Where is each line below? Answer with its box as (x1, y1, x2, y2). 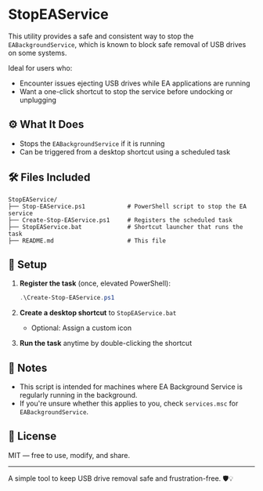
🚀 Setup (8, 257, 48, 271)
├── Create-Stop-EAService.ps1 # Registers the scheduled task (8, 216, 233, 224)
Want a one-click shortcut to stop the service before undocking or (19, 86, 233, 96)
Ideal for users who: (8, 63, 73, 72)
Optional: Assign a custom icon (31, 323, 131, 333)
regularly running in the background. (19, 391, 138, 400)
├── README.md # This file (8, 237, 167, 245)
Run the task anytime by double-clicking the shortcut (19, 339, 193, 348)
